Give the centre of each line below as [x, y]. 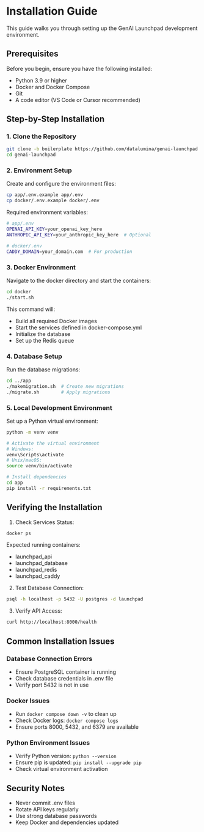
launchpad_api [34, 556]
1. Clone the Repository [41, 137]
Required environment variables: [47, 213]
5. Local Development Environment [59, 407]
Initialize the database [43, 334]
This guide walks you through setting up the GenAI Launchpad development [102, 28]
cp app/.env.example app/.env [45, 195]
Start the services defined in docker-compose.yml [78, 327]
